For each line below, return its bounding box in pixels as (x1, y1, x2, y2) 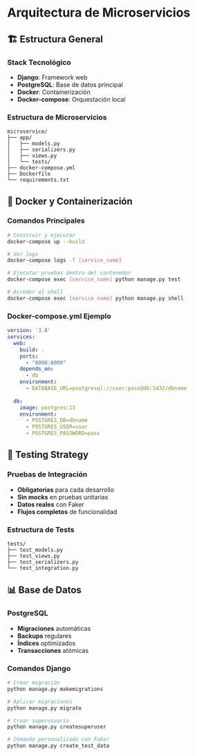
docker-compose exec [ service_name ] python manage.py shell (7, 295, 185, 302)
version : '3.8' (7, 327, 51, 334)
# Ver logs (7, 250, 39, 257)
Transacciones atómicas (17, 646, 89, 654)
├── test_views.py (7, 553, 60, 560)
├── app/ (7, 134, 32, 141)
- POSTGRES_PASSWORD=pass (25, 430, 100, 437)
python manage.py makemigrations (7, 685, 104, 692)
